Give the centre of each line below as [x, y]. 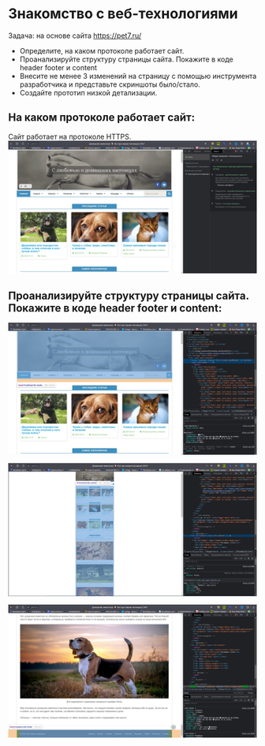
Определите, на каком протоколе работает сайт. [102, 50]
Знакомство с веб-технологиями [123, 14]
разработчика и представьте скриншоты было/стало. [110, 84]
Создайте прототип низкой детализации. [88, 92]
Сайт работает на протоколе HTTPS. [70, 136]
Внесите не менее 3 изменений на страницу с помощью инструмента [138, 76]
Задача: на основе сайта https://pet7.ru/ [75, 35]
